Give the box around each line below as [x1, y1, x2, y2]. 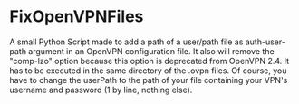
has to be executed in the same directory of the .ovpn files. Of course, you [9, 65, 287, 76]
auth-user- [245, 36, 285, 47]
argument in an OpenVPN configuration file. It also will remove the [28, 45, 275, 56]
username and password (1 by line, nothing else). [9, 84, 193, 95]
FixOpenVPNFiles [9, 6, 144, 27]
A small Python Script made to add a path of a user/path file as [9, 36, 244, 47]
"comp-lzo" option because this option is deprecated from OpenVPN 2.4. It [9, 55, 290, 66]
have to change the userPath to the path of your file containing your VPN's [9, 74, 288, 85]
